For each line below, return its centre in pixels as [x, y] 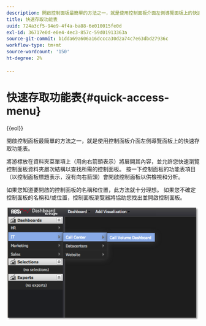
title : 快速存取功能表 [32, 19]
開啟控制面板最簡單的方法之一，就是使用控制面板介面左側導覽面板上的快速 [100, 140]
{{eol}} [15, 128]
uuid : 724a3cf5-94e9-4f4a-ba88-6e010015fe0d [64, 26]
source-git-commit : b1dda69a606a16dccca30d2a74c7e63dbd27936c [87, 39]
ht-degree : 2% [25, 58]
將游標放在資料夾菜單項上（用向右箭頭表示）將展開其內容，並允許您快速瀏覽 [103, 161]
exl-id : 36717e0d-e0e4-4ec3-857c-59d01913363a [67, 32]
